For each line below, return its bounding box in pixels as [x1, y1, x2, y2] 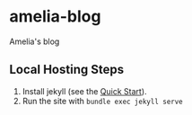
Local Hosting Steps [9, 62, 124, 77]
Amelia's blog [9, 36, 60, 47]
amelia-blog [9, 6, 101, 27]
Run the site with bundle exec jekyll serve [22, 95, 184, 106]
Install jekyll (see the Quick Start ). [22, 85, 147, 96]
